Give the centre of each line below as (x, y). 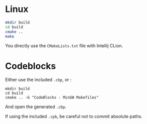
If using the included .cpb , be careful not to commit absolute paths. (74, 117)
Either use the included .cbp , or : (38, 80)
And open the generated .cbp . (36, 107)
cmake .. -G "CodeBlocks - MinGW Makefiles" (52, 98)
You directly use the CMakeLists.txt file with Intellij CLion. (64, 46)
